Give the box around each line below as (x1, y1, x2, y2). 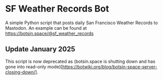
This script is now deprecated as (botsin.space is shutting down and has (5, 58, 155, 64)
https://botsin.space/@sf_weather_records (5, 30, 94, 36)
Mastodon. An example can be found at (5, 25, 87, 31)
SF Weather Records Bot (5, 3, 109, 15)
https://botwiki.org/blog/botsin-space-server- (62, 63, 157, 69)
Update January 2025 (5, 45, 75, 53)
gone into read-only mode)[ (5, 63, 63, 69)
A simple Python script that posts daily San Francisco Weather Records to (5, 20, 158, 26)
